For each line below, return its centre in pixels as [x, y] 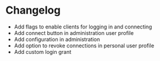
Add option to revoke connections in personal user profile [84, 46]
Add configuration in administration [57, 39]
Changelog [33, 10]
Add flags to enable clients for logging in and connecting [83, 27]
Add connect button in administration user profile [74, 33]
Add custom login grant [43, 52]
